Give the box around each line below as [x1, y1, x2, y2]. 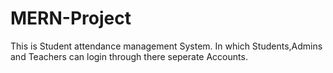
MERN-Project [10, 7, 132, 30]
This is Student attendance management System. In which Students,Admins [10, 40, 323, 52]
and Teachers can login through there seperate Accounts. [10, 50, 248, 62]
